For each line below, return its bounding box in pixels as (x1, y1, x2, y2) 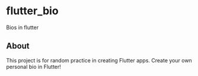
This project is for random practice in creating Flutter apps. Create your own (6, 56, 193, 64)
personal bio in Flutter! (6, 63, 61, 70)
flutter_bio (6, 4, 59, 18)
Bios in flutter (6, 24, 39, 31)
